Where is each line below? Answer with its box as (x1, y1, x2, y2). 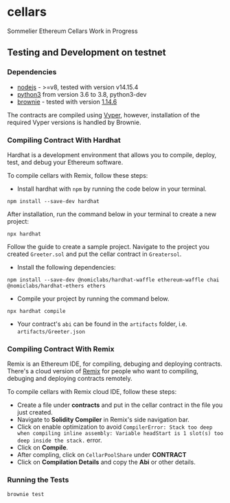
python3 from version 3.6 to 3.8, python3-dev (16, 90, 147, 98)
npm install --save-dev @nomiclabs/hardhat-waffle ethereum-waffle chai (7, 276, 220, 283)
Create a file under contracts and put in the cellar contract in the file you (16, 401, 223, 409)
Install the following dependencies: (16, 263, 116, 271)
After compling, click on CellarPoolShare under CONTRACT (16, 451, 187, 459)
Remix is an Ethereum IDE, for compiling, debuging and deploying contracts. (7, 360, 223, 368)
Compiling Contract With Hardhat (7, 135, 122, 145)
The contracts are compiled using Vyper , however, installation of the (7, 110, 200, 119)
